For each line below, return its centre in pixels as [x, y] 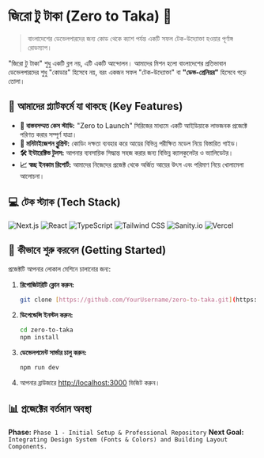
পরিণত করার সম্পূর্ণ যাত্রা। [48, 134]
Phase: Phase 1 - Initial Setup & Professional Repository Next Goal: [126, 432]
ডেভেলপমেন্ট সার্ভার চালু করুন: [53, 352]
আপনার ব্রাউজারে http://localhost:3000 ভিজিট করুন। [90, 382]
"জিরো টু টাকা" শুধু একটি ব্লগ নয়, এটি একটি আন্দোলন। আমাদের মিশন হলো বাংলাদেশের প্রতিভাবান [117, 63]
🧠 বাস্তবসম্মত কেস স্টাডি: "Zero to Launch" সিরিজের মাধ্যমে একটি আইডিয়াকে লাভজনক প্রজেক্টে [133, 125]
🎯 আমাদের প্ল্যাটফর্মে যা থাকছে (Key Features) [96, 106]
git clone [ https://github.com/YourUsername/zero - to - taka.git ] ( [128, 300]
